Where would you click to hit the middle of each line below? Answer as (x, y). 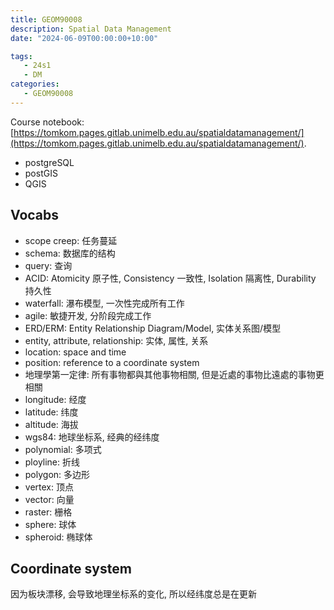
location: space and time (75, 352)
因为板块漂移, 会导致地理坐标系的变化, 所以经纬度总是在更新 (133, 594)
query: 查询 (48, 265)
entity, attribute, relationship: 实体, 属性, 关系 (116, 340)
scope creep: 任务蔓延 (71, 240)
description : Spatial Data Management (91, 29)
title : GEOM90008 (46, 19)
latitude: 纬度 (51, 412)
